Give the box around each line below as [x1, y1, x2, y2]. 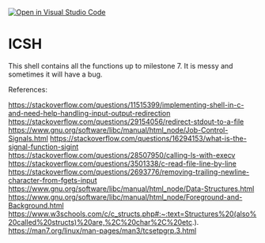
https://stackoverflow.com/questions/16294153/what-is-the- [50, 133, 247, 143]
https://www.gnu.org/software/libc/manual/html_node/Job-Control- [8, 125, 229, 134]
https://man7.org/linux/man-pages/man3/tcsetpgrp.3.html [8, 226, 197, 235]
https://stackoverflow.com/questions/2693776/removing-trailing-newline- [8, 166, 250, 177]
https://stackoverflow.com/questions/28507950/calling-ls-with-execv [8, 150, 236, 159]
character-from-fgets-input [8, 175, 97, 185]
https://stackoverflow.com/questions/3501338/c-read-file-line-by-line [8, 159, 237, 168]
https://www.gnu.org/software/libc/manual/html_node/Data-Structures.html [8, 184, 255, 193]
